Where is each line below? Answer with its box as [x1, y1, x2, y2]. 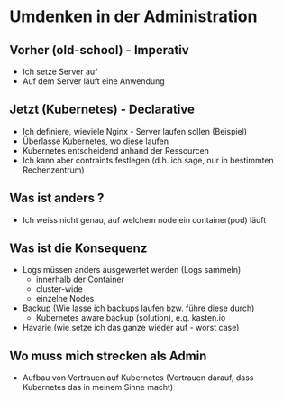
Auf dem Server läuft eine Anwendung [22, 76, 165, 87]
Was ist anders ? [9, 191, 105, 206]
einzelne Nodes [35, 294, 95, 304]
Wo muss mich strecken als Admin [9, 348, 207, 363]
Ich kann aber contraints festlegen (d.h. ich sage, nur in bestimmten [22, 154, 275, 165]
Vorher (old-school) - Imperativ [9, 42, 189, 58]
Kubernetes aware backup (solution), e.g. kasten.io [35, 312, 226, 323]
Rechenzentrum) [22, 164, 85, 175]
